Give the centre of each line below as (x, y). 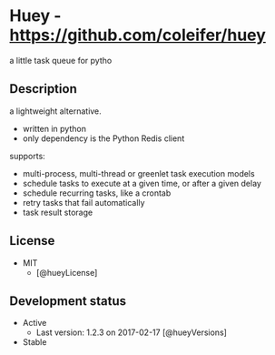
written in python (54, 128)
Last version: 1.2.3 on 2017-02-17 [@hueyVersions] (131, 332)
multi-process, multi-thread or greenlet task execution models (139, 173)
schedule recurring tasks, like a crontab (97, 193)
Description (43, 89)
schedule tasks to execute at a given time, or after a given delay (142, 183)
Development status (68, 301)
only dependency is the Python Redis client (103, 138)
